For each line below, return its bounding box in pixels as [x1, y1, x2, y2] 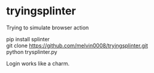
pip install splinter [6, 35, 50, 42]
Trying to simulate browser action [6, 24, 89, 31]
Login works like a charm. [6, 60, 70, 67]
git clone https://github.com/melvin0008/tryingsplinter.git [6, 42, 149, 49]
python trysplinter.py [6, 48, 58, 55]
